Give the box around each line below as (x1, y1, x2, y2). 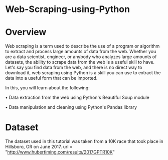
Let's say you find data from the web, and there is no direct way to (5, 64, 142, 71)
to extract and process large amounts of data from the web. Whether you (5, 49, 156, 55)
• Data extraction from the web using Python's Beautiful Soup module (5, 94, 149, 101)
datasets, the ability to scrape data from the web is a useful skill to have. (5, 59, 154, 65)
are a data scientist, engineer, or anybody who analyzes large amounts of (5, 54, 157, 60)
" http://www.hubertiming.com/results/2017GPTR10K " (5, 149, 115, 155)
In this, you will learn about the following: (5, 85, 90, 91)
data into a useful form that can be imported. (5, 75, 98, 81)
